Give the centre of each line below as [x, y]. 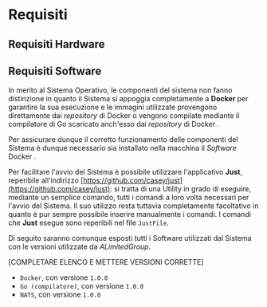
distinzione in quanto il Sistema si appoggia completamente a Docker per [128, 99]
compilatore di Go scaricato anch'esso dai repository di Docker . [114, 124]
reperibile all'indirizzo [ [46, 180]
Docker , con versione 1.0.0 [64, 277]
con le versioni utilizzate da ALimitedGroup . [80, 247]
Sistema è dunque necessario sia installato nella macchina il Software [122, 148]
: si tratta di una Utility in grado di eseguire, [181, 189]
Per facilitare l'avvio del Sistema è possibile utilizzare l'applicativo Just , [126, 172]
